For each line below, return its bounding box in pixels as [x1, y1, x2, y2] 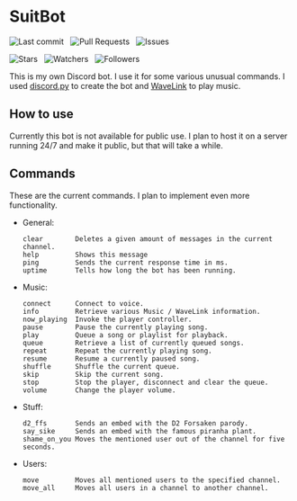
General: [22, 217, 55, 228]
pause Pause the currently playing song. [22, 322, 209, 332]
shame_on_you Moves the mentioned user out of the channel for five [22, 434, 285, 443]
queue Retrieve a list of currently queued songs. [22, 338, 245, 347]
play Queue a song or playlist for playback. [22, 330, 229, 339]
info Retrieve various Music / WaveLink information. [22, 307, 261, 316]
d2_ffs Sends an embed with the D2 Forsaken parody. [22, 418, 249, 428]
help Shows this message [22, 250, 148, 259]
